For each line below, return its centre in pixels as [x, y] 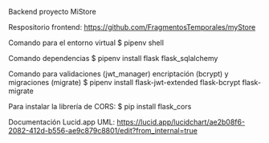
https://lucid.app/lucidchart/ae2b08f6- [181, 122]
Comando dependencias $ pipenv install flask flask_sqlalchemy [113, 58]
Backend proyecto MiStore [52, 12]
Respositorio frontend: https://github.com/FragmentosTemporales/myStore [132, 27]
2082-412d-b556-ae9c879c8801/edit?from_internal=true [103, 131]
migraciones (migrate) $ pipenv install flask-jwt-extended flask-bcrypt [124, 82]
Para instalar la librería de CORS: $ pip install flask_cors [100, 106]
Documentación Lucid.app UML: [62, 122]
